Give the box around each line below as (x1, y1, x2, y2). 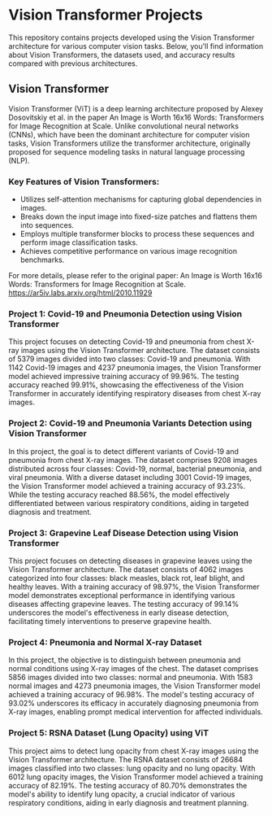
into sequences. (19, 220, 75, 230)
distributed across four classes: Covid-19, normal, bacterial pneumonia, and (8, 464, 262, 473)
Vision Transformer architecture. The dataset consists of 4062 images (8, 564, 244, 574)
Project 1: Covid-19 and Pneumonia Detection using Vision (8, 308, 243, 319)
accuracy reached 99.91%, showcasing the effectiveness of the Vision (8, 380, 244, 390)
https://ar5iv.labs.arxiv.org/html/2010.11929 (8, 288, 153, 298)
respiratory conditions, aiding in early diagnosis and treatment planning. (8, 797, 249, 807)
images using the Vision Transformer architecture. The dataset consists (20, 346, 261, 356)
